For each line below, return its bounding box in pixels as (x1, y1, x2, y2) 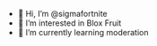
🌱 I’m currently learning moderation (17, 27, 149, 37)
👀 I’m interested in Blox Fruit (17, 18, 122, 28)
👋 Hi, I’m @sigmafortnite (17, 9, 108, 19)
